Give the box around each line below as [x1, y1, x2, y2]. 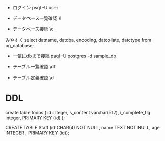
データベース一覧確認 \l [12, 15, 62, 21]
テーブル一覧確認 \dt [12, 64, 56, 69]
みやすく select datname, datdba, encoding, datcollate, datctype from [5, 37, 152, 43]
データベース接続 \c [12, 26, 54, 32]
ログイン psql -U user [12, 5, 59, 10]
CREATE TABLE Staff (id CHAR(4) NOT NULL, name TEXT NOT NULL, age [5, 124, 160, 130]
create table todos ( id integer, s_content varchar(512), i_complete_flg [5, 109, 151, 115]
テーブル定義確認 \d [12, 75, 54, 80]
